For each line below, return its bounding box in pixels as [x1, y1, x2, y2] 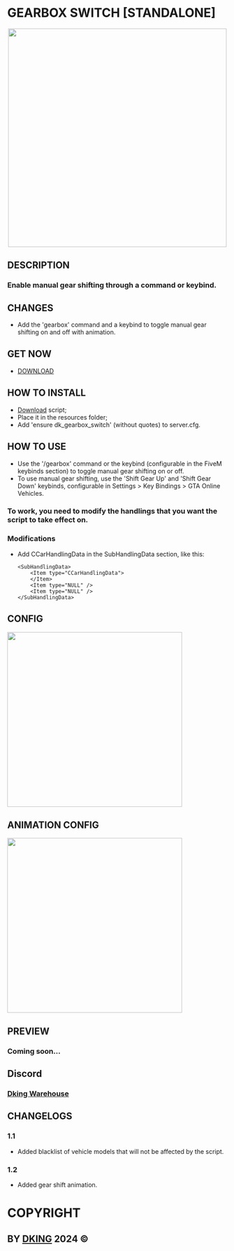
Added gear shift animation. [17, 1180, 98, 1189]
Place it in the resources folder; [17, 413, 108, 421]
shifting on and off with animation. [17, 328, 116, 336]
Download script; [17, 406, 67, 414]
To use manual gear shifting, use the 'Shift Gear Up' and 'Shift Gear [17, 474, 212, 482]
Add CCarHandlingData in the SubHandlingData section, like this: [17, 550, 205, 558]
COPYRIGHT [7, 1205, 81, 1221]
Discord [7, 1068, 43, 1080]
